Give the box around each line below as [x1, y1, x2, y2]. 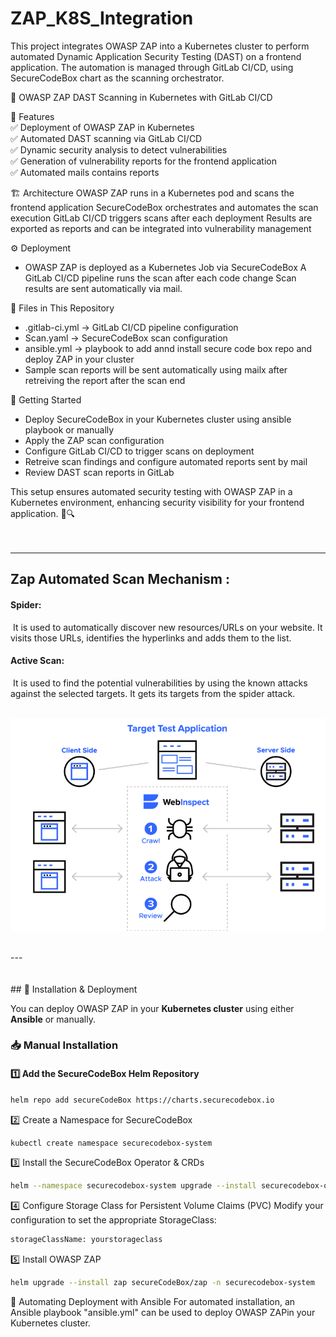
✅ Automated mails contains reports [10, 166, 160, 178]
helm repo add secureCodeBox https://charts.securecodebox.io [10, 1095, 275, 1105]
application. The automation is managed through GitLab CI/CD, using [10, 61, 294, 73]
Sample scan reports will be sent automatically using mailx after [24, 363, 288, 376]
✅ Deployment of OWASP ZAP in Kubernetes [10, 121, 195, 133]
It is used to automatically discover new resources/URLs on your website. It [12, 621, 323, 633]
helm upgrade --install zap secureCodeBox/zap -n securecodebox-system [10, 1278, 315, 1288]
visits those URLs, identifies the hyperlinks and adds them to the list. [10, 632, 292, 644]
